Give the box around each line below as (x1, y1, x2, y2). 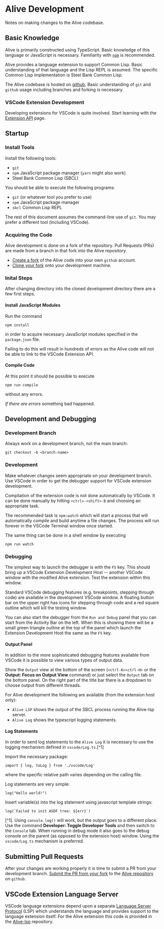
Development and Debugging (5, 415, 96, 423)
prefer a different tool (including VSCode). (5, 219, 90, 225)
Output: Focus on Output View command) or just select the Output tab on (5, 672, 154, 678)
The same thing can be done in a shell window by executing (5, 532, 126, 538)
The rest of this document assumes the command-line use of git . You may (5, 214, 156, 220)
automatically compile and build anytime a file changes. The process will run (5, 518, 160, 524)
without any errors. (5, 391, 44, 397)
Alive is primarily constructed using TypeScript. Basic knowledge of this (5, 47, 150, 52)
